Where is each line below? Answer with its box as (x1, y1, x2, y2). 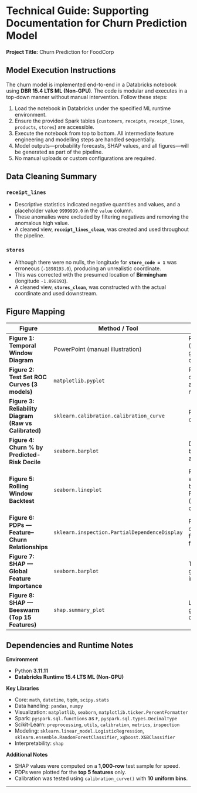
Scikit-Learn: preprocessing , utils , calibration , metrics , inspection (14, 721, 180, 728)
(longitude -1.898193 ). (14, 277, 69, 284)
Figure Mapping (6, 307, 66, 317)
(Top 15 (9, 613, 32, 621)
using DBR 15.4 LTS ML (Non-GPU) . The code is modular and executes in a (6, 87, 188, 94)
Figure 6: (9, 513, 35, 522)
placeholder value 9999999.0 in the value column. (14, 207, 134, 215)
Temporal (9, 341, 36, 349)
